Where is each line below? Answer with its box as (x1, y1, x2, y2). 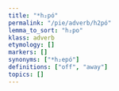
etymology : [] (8, 41, 56, 49)
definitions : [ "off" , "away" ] (8, 63, 109, 71)
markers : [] (8, 48, 48, 56)
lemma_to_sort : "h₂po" (8, 26, 83, 34)
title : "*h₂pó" (8, 11, 59, 20)
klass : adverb (8, 33, 56, 42)
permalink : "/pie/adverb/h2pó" (8, 19, 112, 27)
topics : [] (8, 70, 44, 78)
